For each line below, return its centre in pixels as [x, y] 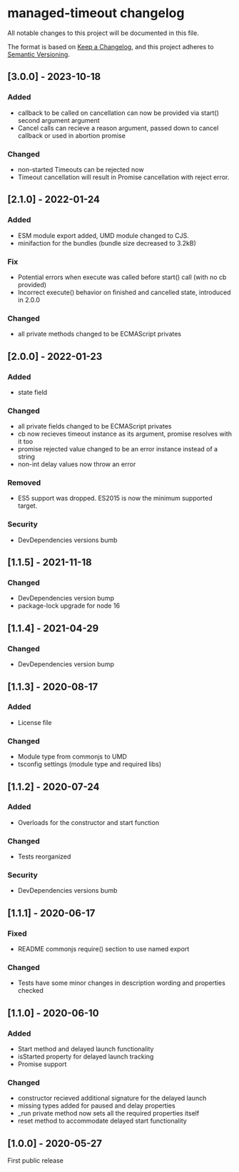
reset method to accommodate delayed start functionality [102, 1121]
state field [32, 392]
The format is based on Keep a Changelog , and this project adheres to [111, 46]
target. [27, 506]
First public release [36, 1161]
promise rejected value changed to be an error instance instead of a [118, 449]
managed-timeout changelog [96, 13]
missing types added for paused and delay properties [97, 1106]
